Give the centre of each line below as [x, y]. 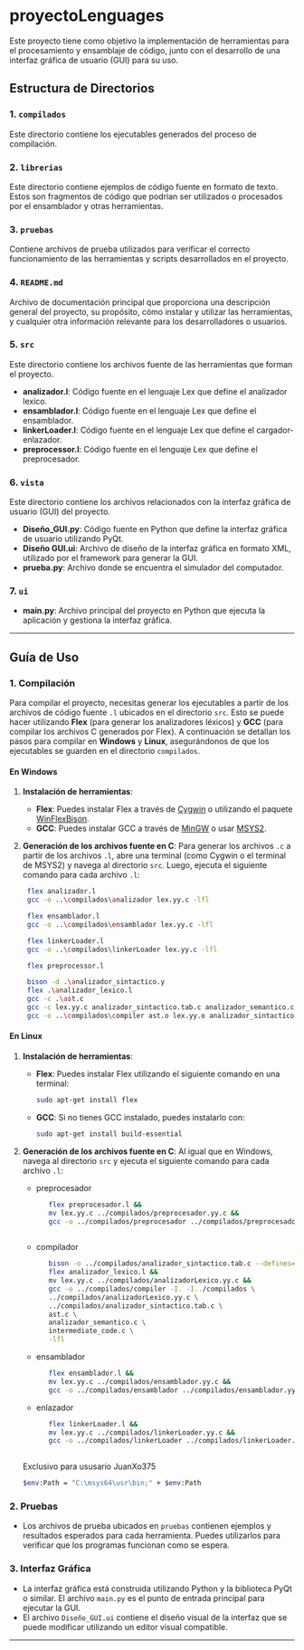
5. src [22, 345]
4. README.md [36, 282]
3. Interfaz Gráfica [50, 1569]
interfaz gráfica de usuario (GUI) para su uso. [94, 60]
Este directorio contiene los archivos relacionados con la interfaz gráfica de [150, 502]
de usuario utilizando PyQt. [73, 539]
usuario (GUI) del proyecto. [60, 511]
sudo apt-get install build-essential [109, 1134]
